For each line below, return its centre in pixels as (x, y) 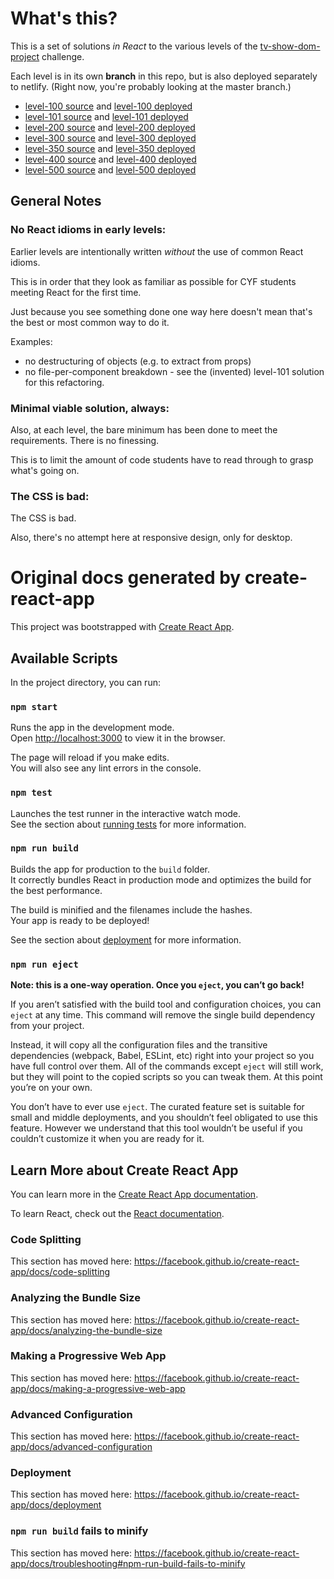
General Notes (56, 201)
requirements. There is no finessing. (85, 440)
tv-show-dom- (290, 46)
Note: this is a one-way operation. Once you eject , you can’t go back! (157, 985)
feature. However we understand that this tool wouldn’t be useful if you (156, 1128)
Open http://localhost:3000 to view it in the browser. (118, 738)
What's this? (64, 18)
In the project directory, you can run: (85, 682)
